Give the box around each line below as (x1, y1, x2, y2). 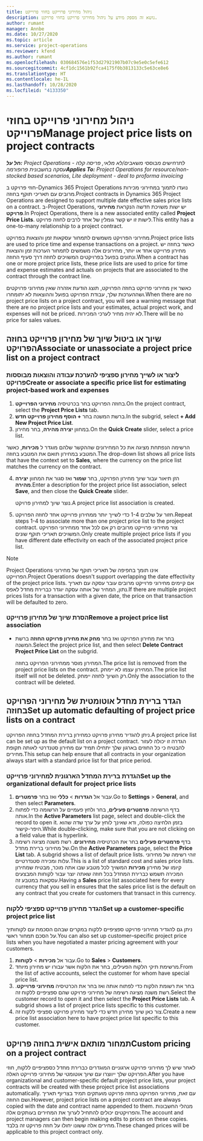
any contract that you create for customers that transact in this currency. (14, 889, 196, 896)
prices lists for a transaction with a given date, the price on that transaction (6, 592, 193, 599)
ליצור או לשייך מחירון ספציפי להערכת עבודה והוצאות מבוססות (6, 371, 179, 380)
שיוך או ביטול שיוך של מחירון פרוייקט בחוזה (6, 334, 162, 344)
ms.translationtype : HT (6, 71, 66, 77)
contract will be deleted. (14, 678, 76, 686)
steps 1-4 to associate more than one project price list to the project (14, 517, 184, 525)
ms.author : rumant (6, 54, 53, 60)
